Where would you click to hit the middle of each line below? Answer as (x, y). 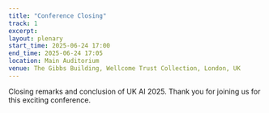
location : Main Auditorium (54, 61)
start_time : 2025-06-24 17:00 (60, 46)
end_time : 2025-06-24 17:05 (56, 53)
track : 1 (23, 23)
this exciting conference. (50, 100)
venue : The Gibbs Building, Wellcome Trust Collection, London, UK (125, 69)
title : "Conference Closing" (58, 16)
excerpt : (23, 31)
